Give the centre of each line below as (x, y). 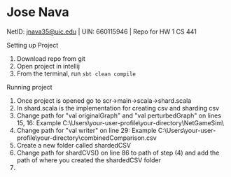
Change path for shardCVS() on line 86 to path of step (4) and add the (118, 153)
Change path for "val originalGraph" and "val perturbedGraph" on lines (119, 115)
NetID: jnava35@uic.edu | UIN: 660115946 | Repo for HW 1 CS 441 (102, 31)
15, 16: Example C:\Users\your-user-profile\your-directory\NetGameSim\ (120, 122)
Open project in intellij (48, 66)
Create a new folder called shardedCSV (73, 145)
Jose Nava (38, 12)
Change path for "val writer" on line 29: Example (86, 130)
